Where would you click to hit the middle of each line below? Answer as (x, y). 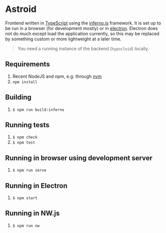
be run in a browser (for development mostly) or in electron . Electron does (81, 28)
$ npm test (24, 143)
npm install (25, 82)
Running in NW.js (32, 213)
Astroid (21, 9)
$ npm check (25, 137)
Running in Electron (36, 186)
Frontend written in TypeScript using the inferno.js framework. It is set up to (83, 23)
